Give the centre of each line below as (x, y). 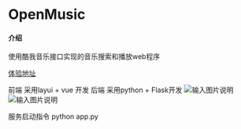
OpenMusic (47, 15)
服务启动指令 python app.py (53, 116)
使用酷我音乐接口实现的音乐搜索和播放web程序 (84, 57)
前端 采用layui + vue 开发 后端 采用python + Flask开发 (95, 90)
